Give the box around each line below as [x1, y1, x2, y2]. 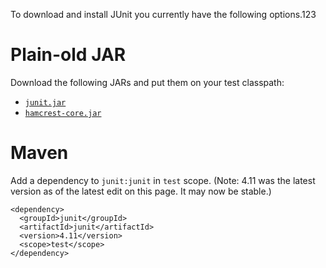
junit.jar [24, 97, 67, 108]
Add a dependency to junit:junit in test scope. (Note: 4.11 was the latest [10, 174, 316, 186]
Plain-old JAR [10, 44, 127, 66]
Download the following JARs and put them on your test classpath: [10, 76, 285, 88]
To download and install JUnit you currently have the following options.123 [10, 9, 317, 20]
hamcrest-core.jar [24, 108, 102, 118]
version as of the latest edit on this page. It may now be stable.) [10, 185, 272, 197]
